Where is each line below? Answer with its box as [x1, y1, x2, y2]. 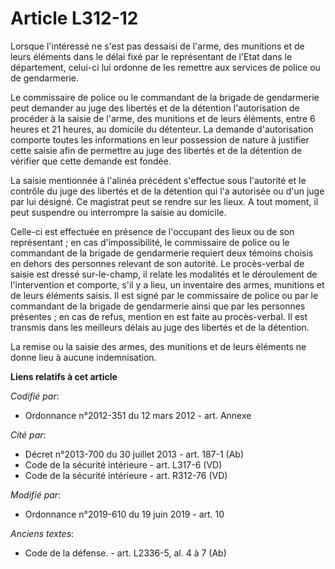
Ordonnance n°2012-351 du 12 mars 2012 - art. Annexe [24, 409, 252, 421]
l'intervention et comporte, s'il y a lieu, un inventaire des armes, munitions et [10, 278, 325, 291]
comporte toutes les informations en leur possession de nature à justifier [10, 133, 310, 146]
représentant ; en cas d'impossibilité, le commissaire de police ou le [10, 236, 290, 248]
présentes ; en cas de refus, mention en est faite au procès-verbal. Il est [10, 310, 308, 322]
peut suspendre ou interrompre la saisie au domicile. [10, 206, 227, 218]
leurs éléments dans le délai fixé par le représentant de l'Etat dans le [10, 50, 293, 62]
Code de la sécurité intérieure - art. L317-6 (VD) [24, 458, 223, 471]
